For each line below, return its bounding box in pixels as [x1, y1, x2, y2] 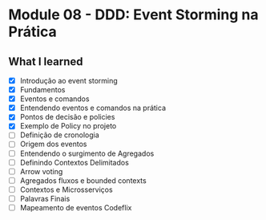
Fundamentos [19, 85, 66, 95]
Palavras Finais [19, 194, 71, 203]
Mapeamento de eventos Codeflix [19, 202, 132, 212]
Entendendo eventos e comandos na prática [19, 103, 167, 113]
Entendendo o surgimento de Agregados [19, 149, 155, 158]
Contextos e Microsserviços [19, 185, 114, 194]
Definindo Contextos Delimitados [19, 157, 130, 167]
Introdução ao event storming [19, 76, 118, 85]
